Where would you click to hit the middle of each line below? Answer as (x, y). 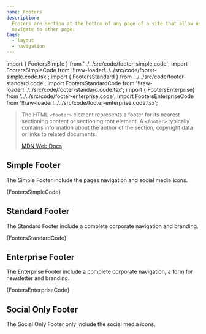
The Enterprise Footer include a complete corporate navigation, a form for (100, 272)
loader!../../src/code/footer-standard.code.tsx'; (65, 89)
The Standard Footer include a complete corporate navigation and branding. (102, 226)
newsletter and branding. (38, 278)
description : (23, 18)
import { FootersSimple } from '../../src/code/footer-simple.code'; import (97, 63)
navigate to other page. (44, 29)
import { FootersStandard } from (92, 77)
